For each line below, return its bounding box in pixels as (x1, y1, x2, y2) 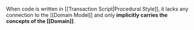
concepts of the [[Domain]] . (6, 18, 75, 24)
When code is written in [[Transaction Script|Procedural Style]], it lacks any (6, 6, 189, 12)
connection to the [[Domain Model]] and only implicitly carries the (6, 12, 168, 18)
